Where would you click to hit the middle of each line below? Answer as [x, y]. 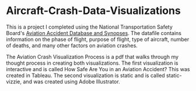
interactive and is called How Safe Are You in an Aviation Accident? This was [98, 69]
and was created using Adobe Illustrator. [72, 81]
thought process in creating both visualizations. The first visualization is [92, 63]
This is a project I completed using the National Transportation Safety [90, 27]
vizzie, [14, 81]
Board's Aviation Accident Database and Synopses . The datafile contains [94, 33]
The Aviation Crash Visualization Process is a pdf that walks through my [92, 57]
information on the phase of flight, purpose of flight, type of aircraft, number [98, 39]
